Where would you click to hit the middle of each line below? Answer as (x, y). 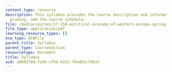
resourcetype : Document (31, 52)
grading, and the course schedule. (48, 19)
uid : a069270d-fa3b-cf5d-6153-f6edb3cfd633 (52, 62)
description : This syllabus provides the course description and (76, 15)
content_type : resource (31, 10)
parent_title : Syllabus (31, 43)
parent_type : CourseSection (35, 48)
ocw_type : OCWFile (25, 39)
